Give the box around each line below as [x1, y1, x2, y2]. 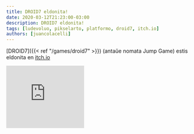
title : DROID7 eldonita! [6, 8, 68, 15]
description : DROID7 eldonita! [6, 20, 84, 26]
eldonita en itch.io [6, 54, 50, 61]
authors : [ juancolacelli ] [6, 31, 71, 37]
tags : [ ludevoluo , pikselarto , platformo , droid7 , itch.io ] [6, 25, 160, 32]
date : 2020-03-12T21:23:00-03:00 [6, 14, 90, 20]
